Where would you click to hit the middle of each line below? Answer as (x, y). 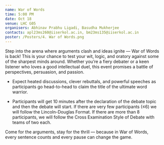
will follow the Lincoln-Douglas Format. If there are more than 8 (76, 112)
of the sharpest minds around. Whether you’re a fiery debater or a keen (77, 61)
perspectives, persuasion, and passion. (45, 72)
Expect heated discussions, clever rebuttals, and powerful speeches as (84, 81)
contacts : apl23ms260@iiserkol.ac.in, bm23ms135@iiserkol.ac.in (72, 32)
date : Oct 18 (18, 19)
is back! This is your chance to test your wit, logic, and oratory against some (82, 56)
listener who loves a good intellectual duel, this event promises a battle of (79, 66)
